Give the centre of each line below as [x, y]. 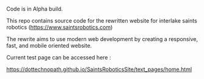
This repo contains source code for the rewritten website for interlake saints [102, 21]
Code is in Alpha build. [35, 9]
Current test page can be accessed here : [59, 57]
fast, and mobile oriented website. [49, 46]
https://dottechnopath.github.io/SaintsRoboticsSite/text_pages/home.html [99, 69]
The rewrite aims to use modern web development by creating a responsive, [102, 39]
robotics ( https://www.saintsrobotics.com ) [60, 27]
